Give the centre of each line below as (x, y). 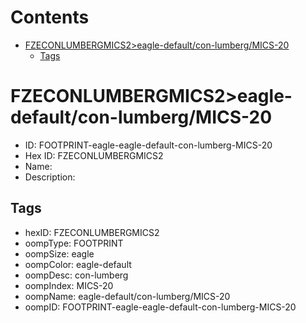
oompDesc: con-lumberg (76, 275)
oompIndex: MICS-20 (69, 285)
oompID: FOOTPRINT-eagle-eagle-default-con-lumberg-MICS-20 (160, 307)
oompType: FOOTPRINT (74, 243)
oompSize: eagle (59, 253)
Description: (50, 177)
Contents (50, 17)
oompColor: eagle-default (78, 264)
